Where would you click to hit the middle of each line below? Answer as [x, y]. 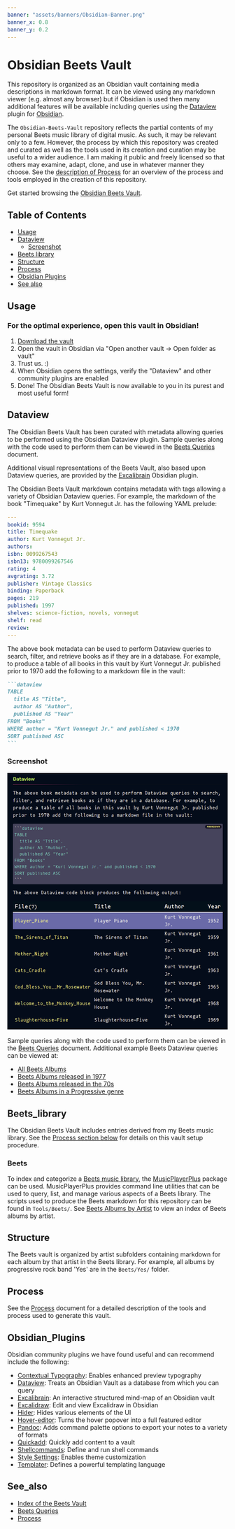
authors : [20, 547]
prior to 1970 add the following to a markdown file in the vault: [96, 670]
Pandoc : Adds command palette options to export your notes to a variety [122, 1428]
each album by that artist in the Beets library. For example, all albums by [111, 1262]
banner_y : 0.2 [28, 29]
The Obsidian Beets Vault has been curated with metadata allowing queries [115, 432]
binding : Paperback [36, 591]
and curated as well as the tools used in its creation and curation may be [112, 150]
